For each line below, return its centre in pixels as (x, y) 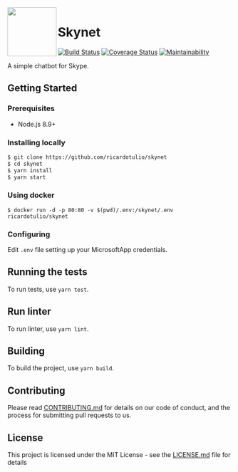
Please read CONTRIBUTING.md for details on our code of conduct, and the (119, 408)
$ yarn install (30, 170)
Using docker (31, 195)
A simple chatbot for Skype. (48, 65)
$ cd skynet (25, 164)
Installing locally (36, 142)
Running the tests (47, 272)
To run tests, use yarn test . (48, 289)
